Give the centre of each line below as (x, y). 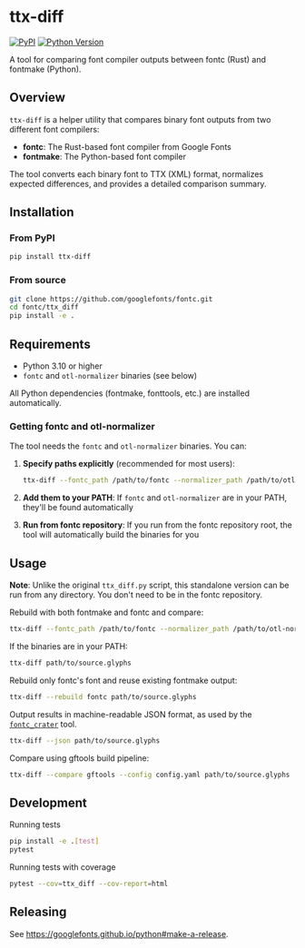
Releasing (38, 912)
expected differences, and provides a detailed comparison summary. (138, 183)
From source (38, 281)
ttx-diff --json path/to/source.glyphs (85, 741)
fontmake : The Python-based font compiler (104, 156)
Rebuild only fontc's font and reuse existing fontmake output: (123, 680)
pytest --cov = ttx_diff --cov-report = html (89, 884)
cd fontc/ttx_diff (44, 307)
